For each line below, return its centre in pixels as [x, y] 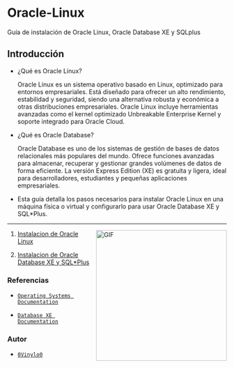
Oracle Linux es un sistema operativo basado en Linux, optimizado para [120, 84]
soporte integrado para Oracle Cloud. [71, 121]
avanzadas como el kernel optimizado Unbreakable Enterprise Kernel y [119, 114]
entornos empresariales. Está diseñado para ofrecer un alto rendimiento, [122, 91]
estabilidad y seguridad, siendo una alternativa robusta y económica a [118, 99]
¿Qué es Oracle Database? [55, 135]
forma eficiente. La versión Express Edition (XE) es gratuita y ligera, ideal [122, 170]
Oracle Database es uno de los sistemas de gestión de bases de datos [118, 148]
